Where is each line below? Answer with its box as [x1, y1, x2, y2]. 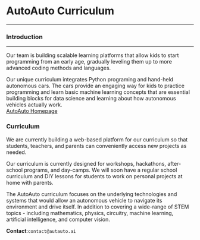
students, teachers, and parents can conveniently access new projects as [6, 142, 187, 149]
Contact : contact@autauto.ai [6, 227, 76, 234]
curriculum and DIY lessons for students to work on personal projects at [6, 172, 183, 179]
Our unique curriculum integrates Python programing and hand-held [6, 76, 174, 83]
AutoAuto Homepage [6, 108, 58, 115]
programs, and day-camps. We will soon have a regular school [23, 166, 177, 173]
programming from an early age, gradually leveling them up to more [6, 58, 173, 65]
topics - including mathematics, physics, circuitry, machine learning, [6, 209, 174, 216]
